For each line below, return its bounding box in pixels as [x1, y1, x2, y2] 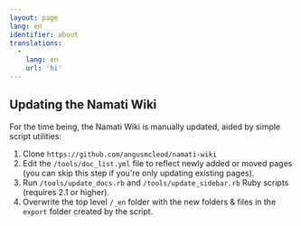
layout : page [9, 13, 59, 23]
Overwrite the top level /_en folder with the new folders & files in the [22, 196, 277, 207]
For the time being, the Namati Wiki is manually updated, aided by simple [9, 121, 281, 132]
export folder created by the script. [22, 205, 154, 217]
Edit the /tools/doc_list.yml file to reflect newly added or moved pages [22, 157, 293, 168]
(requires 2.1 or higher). [22, 186, 110, 197]
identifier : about [9, 30, 79, 39]
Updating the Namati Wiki [9, 97, 157, 113]
